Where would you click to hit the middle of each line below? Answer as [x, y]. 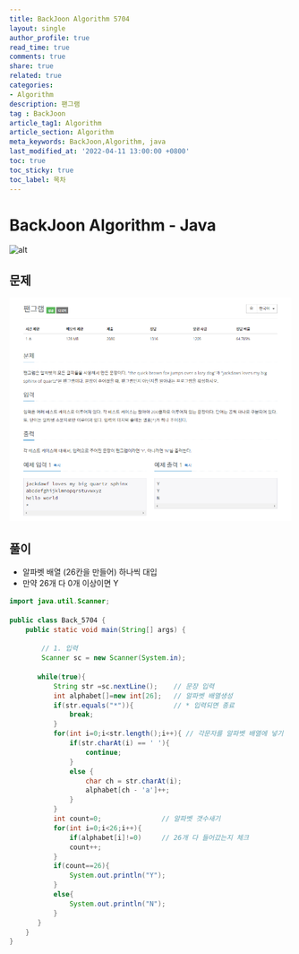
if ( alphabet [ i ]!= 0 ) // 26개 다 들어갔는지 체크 [159, 837]
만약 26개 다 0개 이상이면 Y [70, 583]
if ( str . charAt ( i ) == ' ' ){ [120, 743]
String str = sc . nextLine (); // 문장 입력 [134, 686]
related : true [36, 76]
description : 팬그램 [45, 104]
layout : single [38, 28]
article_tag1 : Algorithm [56, 123]
